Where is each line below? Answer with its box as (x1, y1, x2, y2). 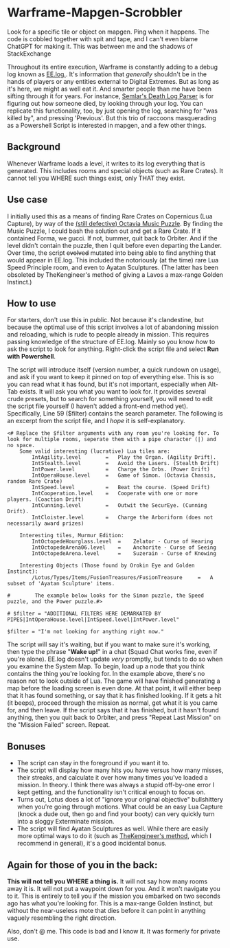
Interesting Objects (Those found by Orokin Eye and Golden (19, 562, 195, 569)
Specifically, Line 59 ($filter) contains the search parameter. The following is (7, 409, 223, 418)
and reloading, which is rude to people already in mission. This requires (7, 330, 209, 339)
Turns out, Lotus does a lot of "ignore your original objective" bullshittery (16, 795, 224, 804)
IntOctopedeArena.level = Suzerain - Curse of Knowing (32, 550, 216, 557)
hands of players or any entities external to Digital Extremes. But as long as (7, 77, 220, 85)
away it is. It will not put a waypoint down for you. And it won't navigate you (7, 885, 221, 892)
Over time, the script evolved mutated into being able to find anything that (7, 249, 216, 257)
